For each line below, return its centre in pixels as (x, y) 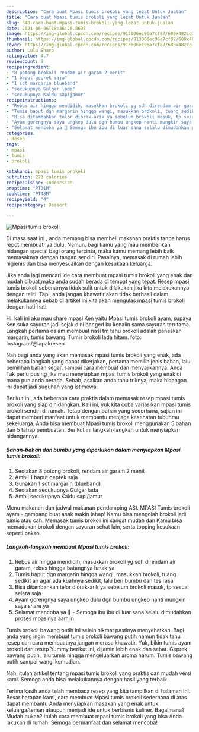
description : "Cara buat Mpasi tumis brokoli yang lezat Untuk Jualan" (96, 12)
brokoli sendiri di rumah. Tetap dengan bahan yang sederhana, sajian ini (94, 411)
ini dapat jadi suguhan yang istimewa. (52, 387)
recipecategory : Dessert (37, 205)
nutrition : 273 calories (37, 177)
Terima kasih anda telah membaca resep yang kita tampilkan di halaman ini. (98, 691)
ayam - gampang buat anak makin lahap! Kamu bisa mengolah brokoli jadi (96, 514)
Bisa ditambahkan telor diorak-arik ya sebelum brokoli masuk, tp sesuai (102, 587)
